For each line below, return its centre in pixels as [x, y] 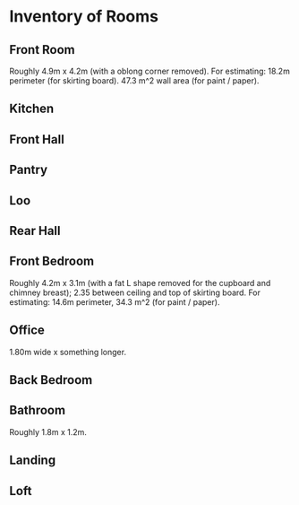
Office [27, 331]
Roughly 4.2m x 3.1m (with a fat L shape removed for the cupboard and [140, 283]
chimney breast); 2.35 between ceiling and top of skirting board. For [135, 292]
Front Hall [37, 139]
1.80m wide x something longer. [68, 352]
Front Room [43, 50]
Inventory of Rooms [84, 17]
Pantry [28, 170]
